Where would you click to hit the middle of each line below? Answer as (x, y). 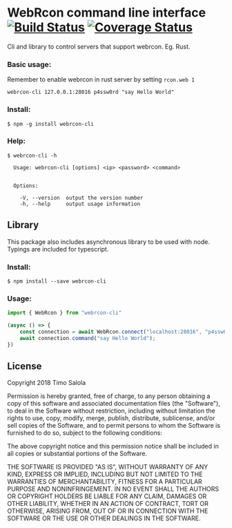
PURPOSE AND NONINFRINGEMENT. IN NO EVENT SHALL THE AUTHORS (113, 489)
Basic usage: (29, 64)
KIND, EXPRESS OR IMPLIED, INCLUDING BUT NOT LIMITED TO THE (105, 474)
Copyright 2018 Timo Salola (47, 383)
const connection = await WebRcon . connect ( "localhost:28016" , (111, 332)
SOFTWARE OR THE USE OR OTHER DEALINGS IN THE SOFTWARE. (104, 518)
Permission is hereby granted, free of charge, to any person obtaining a (109, 396)
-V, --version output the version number (81, 198)
